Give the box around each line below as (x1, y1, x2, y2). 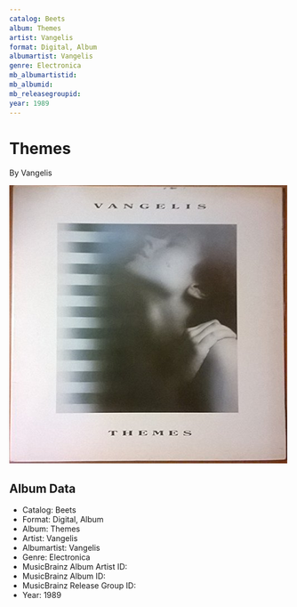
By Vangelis (9, 167, 52, 178)
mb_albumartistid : (9, 71, 77, 80)
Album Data (9, 481, 76, 496)
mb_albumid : (9, 80, 53, 89)
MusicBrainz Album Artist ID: (21, 562, 128, 572)
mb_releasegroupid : (9, 89, 82, 98)
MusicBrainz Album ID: (21, 571, 107, 582)
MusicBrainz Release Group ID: (21, 580, 136, 591)
